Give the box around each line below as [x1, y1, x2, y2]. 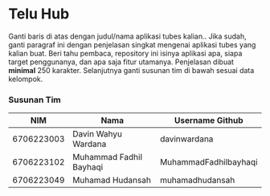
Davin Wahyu [72, 129, 123, 140]
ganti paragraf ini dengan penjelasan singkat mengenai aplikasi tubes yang [8, 39, 256, 49]
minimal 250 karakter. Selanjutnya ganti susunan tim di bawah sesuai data [8, 65, 255, 75]
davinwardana [159, 133, 214, 145]
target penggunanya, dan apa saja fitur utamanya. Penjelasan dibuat [8, 57, 235, 67]
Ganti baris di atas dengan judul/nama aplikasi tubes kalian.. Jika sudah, [8, 31, 247, 41]
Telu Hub [8, 5, 70, 23]
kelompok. [8, 74, 43, 84]
